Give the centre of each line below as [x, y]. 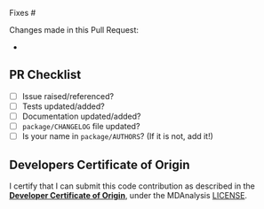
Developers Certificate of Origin [100, 164]
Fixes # [23, 13]
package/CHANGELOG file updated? [81, 126]
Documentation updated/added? [81, 116]
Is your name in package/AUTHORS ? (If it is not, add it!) [117, 136]
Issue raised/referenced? [68, 96]
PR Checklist [45, 75]
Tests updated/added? [63, 106]
